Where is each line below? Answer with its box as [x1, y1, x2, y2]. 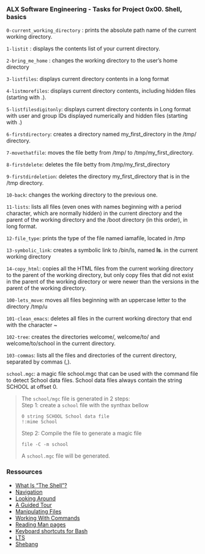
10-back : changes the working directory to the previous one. [6, 191, 158, 198]
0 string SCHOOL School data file [21, 413, 110, 419]
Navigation [15, 488, 43, 496]
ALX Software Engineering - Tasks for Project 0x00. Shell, [6, 5, 182, 14]
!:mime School [21, 419, 58, 425]
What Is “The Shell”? [15, 482, 67, 489]
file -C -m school [21, 442, 69, 448]
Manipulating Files [15, 507, 62, 515]
